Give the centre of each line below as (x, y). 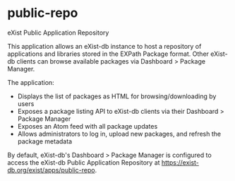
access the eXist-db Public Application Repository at (84, 162)
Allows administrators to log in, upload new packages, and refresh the (119, 134)
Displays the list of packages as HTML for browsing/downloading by (117, 96)
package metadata (45, 141)
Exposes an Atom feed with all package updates (88, 126)
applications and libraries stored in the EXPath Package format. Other (108, 54)
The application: (31, 82)
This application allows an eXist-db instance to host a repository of (104, 46)
